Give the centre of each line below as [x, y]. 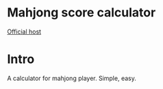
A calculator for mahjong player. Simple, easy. [72, 78]
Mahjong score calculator [81, 13]
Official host [24, 31]
